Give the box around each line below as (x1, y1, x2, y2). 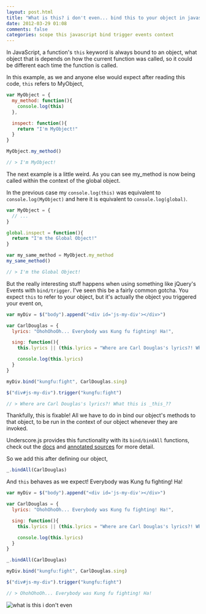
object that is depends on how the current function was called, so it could (6, 55, 193, 63)
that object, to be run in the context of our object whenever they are (6, 418, 178, 426)
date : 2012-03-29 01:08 (6, 20, 67, 26)
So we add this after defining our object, (6, 455, 109, 462)
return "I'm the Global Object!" (12, 236, 97, 242)
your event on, (6, 299, 43, 307)
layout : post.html (6, 9, 53, 15)
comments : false (6, 26, 48, 33)
